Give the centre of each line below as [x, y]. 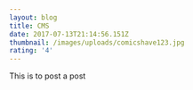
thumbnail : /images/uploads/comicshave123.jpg [97, 42]
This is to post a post [48, 76]
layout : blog [33, 17]
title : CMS [29, 26]
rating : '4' [31, 51]
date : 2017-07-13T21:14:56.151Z [69, 34]
